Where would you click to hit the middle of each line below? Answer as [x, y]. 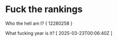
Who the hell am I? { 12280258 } [39, 23]
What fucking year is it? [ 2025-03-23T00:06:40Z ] [59, 33]
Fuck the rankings [44, 9]
